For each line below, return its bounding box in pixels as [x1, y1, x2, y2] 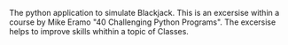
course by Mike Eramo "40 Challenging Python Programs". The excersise [9, 17, 276, 27]
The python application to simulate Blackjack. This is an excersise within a [9, 8, 280, 18]
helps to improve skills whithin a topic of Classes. [9, 26, 189, 36]
